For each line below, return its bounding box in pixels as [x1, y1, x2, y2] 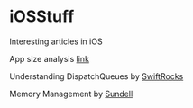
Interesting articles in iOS [9, 36, 103, 47]
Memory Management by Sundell [9, 88, 133, 99]
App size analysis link [9, 53, 90, 64]
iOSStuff [9, 6, 75, 27]
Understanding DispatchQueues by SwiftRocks [9, 70, 184, 82]
